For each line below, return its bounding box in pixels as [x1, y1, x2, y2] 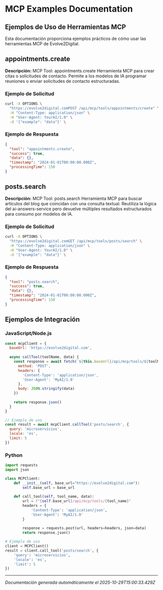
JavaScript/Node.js [5, 330, 52, 337]
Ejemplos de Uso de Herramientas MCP [5, 23, 126, 31]
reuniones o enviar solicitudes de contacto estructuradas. [5, 78, 120, 84]
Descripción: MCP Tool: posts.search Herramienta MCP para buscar [5, 196, 143, 201]
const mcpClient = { [5, 341, 47, 346]
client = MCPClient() [5, 544, 49, 549]
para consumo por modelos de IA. [5, 211, 73, 217]
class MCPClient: [5, 476, 40, 481]
